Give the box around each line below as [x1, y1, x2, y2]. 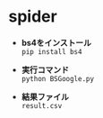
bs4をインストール [21, 37, 91, 48]
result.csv [21, 101, 63, 110]
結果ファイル [21, 91, 69, 102]
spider [8, 6, 57, 27]
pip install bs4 [21, 47, 82, 56]
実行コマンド [21, 64, 69, 75]
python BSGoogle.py [21, 74, 95, 83]
